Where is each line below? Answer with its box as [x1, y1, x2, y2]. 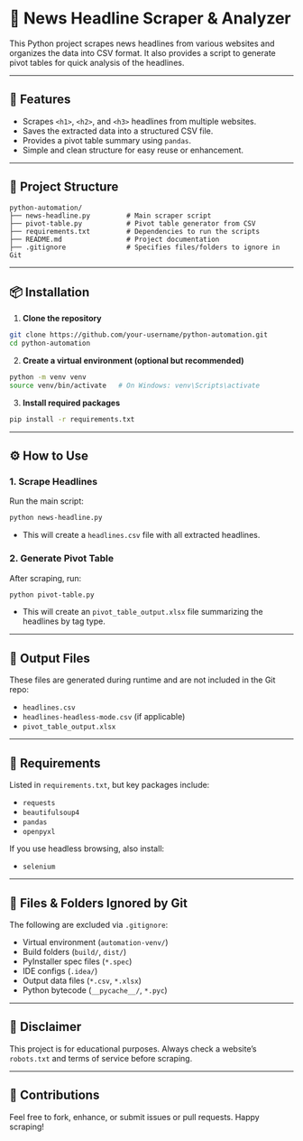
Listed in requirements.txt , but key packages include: [9, 780, 210, 791]
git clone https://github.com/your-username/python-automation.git [9, 330, 269, 339]
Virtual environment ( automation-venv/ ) [22, 936, 169, 947]
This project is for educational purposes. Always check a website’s [9, 1043, 257, 1054]
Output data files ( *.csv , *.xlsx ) [22, 975, 142, 986]
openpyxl [22, 828, 56, 837]
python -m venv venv [9, 373, 87, 382]
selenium [22, 862, 56, 872]
